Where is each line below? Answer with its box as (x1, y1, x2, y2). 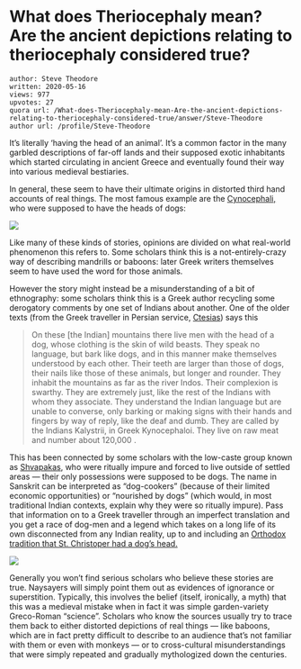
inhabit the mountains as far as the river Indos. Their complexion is (31, 376, 279, 388)
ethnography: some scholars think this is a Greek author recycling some (9, 293, 276, 303)
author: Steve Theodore (9, 74, 99, 83)
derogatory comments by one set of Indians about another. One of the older (9, 302, 290, 312)
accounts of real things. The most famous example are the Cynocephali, (9, 193, 277, 203)
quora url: (9, 105, 50, 114)
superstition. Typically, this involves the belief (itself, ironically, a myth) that (9, 592, 287, 602)
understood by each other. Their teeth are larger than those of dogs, (31, 357, 285, 368)
